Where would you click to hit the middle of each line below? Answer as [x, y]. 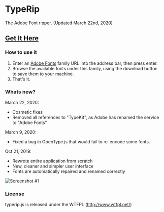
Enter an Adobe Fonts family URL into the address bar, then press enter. [85, 63]
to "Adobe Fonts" [30, 123]
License [15, 194]
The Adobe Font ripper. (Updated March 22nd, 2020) [59, 23]
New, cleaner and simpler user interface [53, 166]
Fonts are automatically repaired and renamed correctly [69, 171]
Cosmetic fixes [27, 112]
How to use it [21, 52]
